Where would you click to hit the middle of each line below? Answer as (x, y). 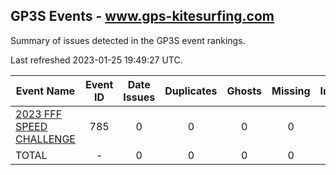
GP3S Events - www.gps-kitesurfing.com (142, 16)
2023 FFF (39, 114)
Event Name (45, 91)
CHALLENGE (45, 139)
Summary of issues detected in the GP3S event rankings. (128, 40)
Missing (291, 91)
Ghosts (244, 91)
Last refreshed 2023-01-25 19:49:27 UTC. (96, 60)
